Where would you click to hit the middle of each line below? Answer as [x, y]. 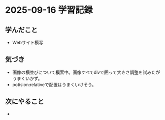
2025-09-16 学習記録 [49, 10]
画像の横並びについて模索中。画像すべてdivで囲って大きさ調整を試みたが [86, 72]
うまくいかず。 [27, 78]
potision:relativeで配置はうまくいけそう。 [54, 85]
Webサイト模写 [28, 43]
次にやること [25, 102]
